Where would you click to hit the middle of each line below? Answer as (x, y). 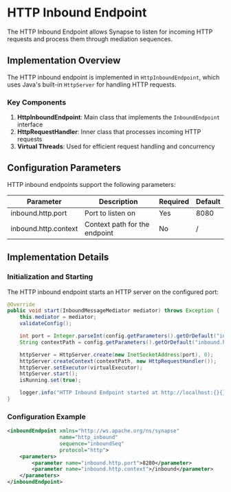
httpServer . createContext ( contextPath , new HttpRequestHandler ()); (118, 361)
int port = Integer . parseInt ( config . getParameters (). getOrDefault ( (118, 336)
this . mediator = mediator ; (58, 317)
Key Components (37, 102)
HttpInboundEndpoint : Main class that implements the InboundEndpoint (118, 118)
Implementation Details (58, 257)
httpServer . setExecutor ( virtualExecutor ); (81, 368)
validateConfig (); (46, 324)
